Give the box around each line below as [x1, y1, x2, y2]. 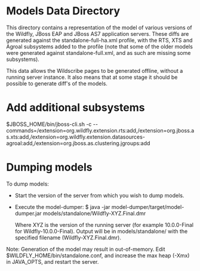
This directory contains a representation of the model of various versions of [6, 24, 192, 31]
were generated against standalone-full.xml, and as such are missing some [6, 49, 191, 56]
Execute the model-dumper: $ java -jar [14, 203, 110, 210]
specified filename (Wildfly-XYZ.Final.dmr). [14, 234, 121, 241]
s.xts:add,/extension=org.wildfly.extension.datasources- [6, 133, 145, 140]
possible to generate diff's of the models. [6, 79, 107, 87]
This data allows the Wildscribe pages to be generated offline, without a [6, 67, 183, 74]
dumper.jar [14, 210, 42, 217]
